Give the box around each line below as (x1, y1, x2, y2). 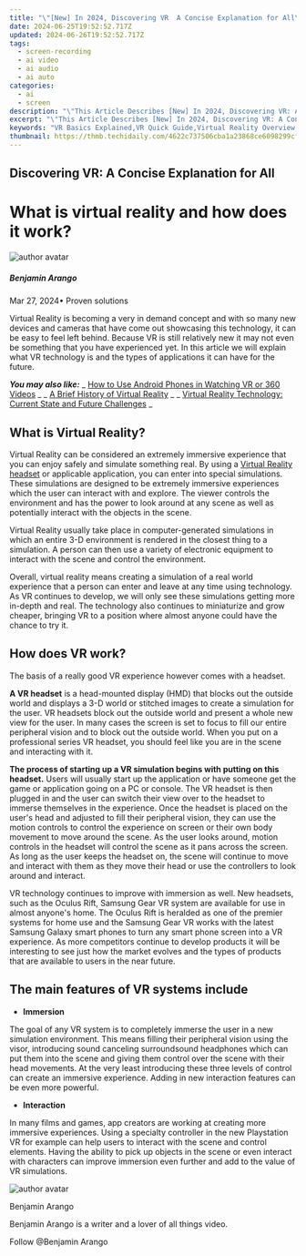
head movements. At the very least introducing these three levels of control (9, 1062, 292, 1073)
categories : (9, 81, 55, 90)
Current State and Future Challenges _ (9, 398, 153, 410)
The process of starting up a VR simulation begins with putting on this (9, 763, 280, 774)
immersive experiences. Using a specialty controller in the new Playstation (9, 1127, 289, 1138)
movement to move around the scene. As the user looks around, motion (9, 831, 279, 842)
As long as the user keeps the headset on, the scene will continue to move (9, 851, 289, 862)
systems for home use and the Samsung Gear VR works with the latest (9, 916, 275, 927)
